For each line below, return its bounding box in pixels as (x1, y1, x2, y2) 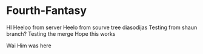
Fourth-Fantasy (6, 4, 87, 18)
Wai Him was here (6, 42, 52, 49)
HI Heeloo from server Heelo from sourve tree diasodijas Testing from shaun (6, 24, 198, 31)
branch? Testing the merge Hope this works (6, 30, 116, 37)
